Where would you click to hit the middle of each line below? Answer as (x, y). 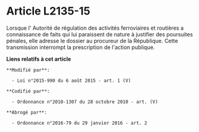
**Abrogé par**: (27, 112)
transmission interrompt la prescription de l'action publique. (81, 47)
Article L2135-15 (48, 11)
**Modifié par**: (28, 70)
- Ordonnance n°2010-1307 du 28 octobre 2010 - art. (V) (85, 102)
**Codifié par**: (28, 91)
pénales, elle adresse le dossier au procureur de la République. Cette (92, 41)
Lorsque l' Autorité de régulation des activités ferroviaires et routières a (95, 28)
